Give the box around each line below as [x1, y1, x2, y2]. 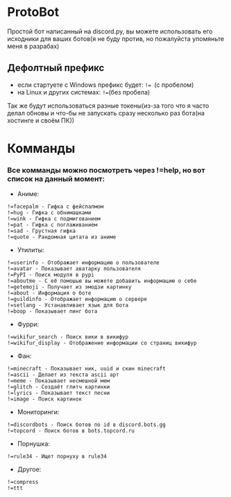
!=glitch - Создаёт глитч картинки [7, 384, 110, 391]
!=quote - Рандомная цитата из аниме [7, 234, 117, 241]
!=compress [7, 479, 39, 486]
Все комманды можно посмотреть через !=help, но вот [7, 165, 206, 174]
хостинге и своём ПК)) [7, 116, 75, 124]
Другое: [17, 465, 42, 473]
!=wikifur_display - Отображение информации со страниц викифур [7, 340, 197, 347]
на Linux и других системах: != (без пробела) [17, 88, 151, 96]
